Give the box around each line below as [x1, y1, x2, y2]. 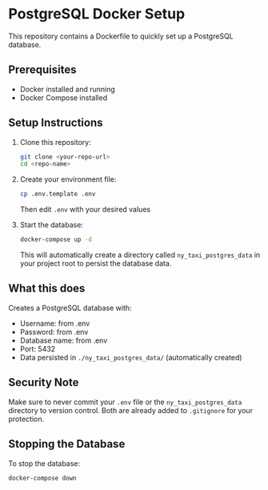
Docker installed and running [19, 84, 116, 94]
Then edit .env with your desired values [19, 205, 150, 215]
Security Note [8, 376, 79, 389]
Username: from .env [19, 318, 90, 328]
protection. [8, 414, 45, 424]
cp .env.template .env [19, 190, 96, 199]
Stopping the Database [8, 437, 126, 451]
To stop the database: [8, 458, 81, 468]
